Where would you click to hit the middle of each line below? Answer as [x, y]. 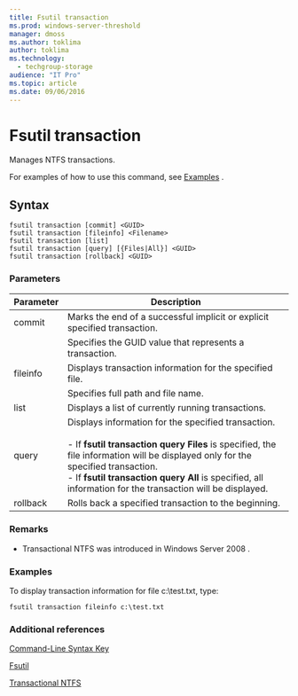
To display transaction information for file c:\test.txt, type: [114, 591]
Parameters [35, 278]
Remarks [29, 529]
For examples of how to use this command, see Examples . [117, 177]
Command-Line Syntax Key [59, 649]
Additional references [57, 630]
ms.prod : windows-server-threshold [75, 26]
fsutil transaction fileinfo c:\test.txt [87, 607]
